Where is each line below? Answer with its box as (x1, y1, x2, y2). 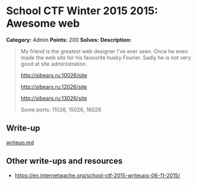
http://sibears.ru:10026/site (20, 72, 88, 79)
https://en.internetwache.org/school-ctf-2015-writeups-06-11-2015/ (14, 171, 180, 178)
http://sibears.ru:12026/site (20, 83, 88, 90)
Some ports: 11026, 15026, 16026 (20, 106, 102, 113)
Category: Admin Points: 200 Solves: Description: (6, 36, 132, 43)
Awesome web (6, 17, 80, 30)
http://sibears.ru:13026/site (20, 95, 88, 102)
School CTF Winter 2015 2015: (6, 4, 159, 18)
